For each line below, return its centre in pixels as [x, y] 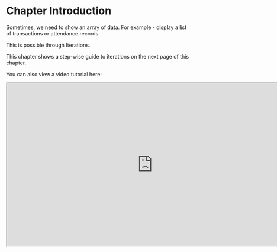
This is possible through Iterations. [48, 45]
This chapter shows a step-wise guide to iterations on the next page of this [98, 56]
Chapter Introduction [59, 11]
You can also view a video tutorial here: [54, 74]
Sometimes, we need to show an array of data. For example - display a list [96, 27]
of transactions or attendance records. [53, 33]
